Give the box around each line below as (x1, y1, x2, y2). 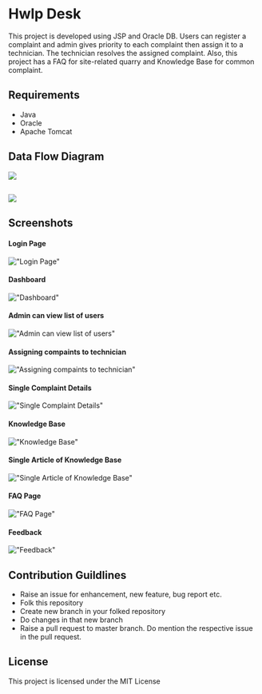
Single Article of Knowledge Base (8, 455, 122, 465)
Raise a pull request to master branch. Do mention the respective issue (19, 623, 253, 632)
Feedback (8, 527, 42, 536)
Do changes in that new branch (19, 615, 124, 624)
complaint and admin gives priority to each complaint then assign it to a (8, 39, 244, 49)
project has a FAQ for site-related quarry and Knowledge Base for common (8, 57, 255, 66)
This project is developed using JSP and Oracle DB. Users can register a (8, 31, 246, 41)
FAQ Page (8, 491, 42, 501)
